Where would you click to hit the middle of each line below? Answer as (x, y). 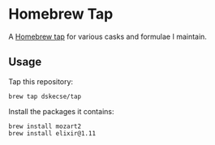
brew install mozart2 (45, 126)
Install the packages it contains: (61, 111)
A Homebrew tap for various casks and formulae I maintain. (107, 36)
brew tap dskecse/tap (45, 96)
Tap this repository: (41, 81)
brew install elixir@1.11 (52, 133)
